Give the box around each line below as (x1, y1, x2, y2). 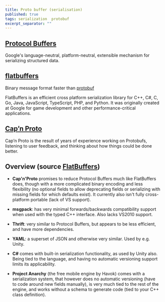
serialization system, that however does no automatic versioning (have (12, 276, 156, 282)
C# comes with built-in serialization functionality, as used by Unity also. (12, 250, 158, 257)
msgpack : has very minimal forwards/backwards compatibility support (12, 206, 157, 212)
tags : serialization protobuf (5, 16, 69, 21)
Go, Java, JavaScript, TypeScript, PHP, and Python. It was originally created (5, 100, 160, 106)
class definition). (12, 292, 46, 298)
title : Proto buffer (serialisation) (5, 7, 83, 12)
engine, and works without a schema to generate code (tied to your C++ (12, 286, 159, 292)
